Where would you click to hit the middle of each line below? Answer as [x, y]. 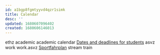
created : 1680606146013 [30, 28]
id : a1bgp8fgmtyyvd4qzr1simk [35, 10]
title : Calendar [22, 14]
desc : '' [14, 19]
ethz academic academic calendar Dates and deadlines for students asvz [80, 42]
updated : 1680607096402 [30, 24]
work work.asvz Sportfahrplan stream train [49, 48]
